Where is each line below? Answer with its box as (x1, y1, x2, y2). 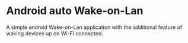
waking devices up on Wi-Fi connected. (6, 29, 104, 37)
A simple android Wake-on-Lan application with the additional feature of (6, 24, 183, 31)
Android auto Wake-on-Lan (6, 4, 144, 18)
